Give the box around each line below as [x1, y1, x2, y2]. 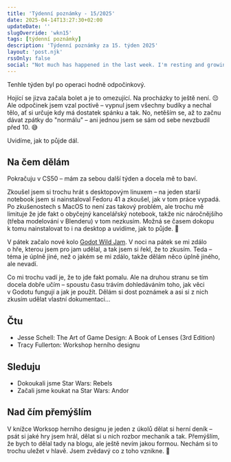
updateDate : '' [7, 23, 51, 30]
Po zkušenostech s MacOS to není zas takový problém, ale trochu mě [7, 203, 204, 211]
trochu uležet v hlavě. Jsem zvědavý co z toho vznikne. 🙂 [7, 446, 170, 455]
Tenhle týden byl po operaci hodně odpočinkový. [7, 80, 146, 88]
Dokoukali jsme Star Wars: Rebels [16, 379, 113, 388]
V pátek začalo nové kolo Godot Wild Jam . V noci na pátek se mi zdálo [7, 238, 208, 246]
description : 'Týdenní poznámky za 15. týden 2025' [7, 42, 158, 49]
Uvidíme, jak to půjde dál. [7, 136, 79, 145]
